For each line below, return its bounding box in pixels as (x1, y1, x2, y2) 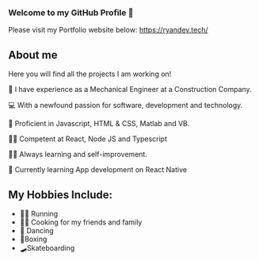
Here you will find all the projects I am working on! (8, 69, 172, 79)
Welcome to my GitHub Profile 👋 (8, 7, 134, 18)
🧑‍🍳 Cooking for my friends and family (19, 217, 143, 227)
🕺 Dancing (19, 225, 54, 235)
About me (8, 48, 58, 62)
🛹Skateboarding (19, 243, 75, 252)
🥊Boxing (19, 234, 48, 244)
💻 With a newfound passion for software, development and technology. (8, 101, 243, 110)
